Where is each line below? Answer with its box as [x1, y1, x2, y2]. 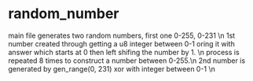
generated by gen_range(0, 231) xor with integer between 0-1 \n [8, 64, 216, 73]
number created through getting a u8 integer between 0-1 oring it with [8, 39, 236, 48]
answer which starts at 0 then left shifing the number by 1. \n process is [8, 47, 240, 57]
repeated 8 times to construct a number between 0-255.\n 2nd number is [8, 56, 246, 65]
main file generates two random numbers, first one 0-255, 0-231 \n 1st [8, 31, 236, 40]
